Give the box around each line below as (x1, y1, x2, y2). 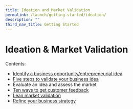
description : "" (5, 17, 40, 22)
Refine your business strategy (12, 98, 76, 104)
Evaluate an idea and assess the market (12, 81, 97, 88)
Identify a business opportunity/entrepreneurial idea (12, 71, 123, 77)
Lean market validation (12, 93, 61, 99)
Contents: (5, 61, 26, 67)
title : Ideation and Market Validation (5, 7, 91, 13)
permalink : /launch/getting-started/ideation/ (5, 12, 106, 17)
